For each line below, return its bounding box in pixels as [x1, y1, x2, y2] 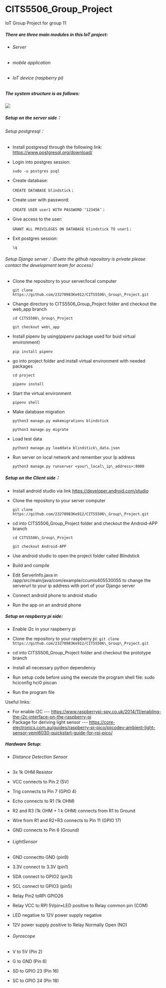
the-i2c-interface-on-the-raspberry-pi [12, 714, 91, 720]
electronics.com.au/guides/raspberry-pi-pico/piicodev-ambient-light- [12, 724, 156, 730]
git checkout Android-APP [12, 544, 66, 549]
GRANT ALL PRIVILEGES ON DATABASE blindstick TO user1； [12, 226, 133, 231]
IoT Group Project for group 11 [5, 20, 66, 26]
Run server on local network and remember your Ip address [12, 454, 136, 460]
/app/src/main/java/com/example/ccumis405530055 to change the [12, 577, 151, 583]
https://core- [89, 719, 116, 725]
